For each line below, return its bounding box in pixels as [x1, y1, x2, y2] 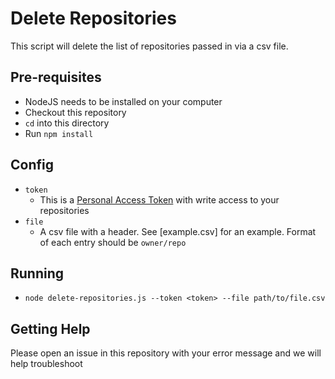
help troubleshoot [10, 358, 83, 370]
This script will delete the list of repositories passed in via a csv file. [10, 40, 289, 52]
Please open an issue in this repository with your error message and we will [10, 347, 322, 359]
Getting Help [10, 320, 91, 337]
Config [10, 157, 54, 174]
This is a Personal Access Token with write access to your [39, 193, 280, 206]
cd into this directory [24, 117, 110, 129]
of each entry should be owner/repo [39, 236, 187, 248]
